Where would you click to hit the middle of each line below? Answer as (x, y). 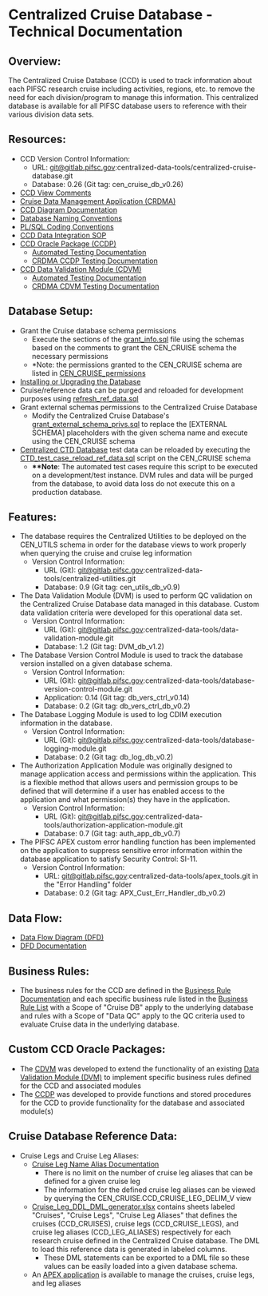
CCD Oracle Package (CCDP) (68, 243)
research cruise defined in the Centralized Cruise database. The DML (146, 1240)
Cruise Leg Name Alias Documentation (95, 1164)
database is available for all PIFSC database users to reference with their (128, 106)
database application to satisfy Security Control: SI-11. (108, 859)
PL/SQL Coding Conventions (67, 226)
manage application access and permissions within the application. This (138, 774)
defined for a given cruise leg (92, 1181)
